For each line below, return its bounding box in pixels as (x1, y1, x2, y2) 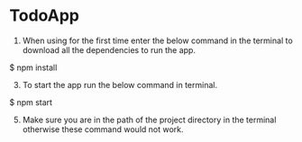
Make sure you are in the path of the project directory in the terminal (22, 114, 277, 125)
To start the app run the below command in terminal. (22, 79, 218, 90)
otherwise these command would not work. (22, 123, 184, 135)
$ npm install (9, 62, 58, 73)
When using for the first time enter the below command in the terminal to (22, 35, 293, 46)
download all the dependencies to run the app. (22, 44, 197, 55)
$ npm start (9, 96, 52, 108)
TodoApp (9, 5, 79, 26)
